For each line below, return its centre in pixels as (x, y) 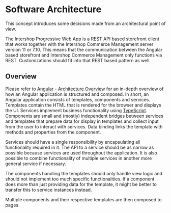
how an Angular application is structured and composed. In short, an (77, 94)
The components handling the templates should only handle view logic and (84, 173)
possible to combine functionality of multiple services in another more (79, 158)
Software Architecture (53, 9)
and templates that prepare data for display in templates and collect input (82, 121)
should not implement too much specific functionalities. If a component (80, 179)
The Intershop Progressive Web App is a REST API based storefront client (82, 39)
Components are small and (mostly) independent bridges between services (84, 116)
